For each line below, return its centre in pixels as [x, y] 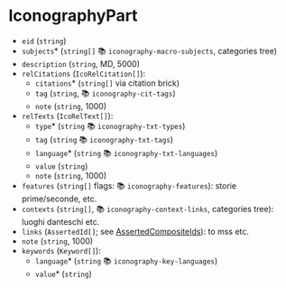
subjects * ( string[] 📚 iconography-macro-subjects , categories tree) [149, 51]
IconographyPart [73, 16]
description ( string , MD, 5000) [81, 63]
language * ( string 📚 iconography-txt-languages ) [126, 153]
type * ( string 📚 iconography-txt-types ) [110, 125]
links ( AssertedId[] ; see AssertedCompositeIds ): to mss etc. [135, 231]
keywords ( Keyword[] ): [61, 250]
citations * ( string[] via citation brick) [107, 83]
